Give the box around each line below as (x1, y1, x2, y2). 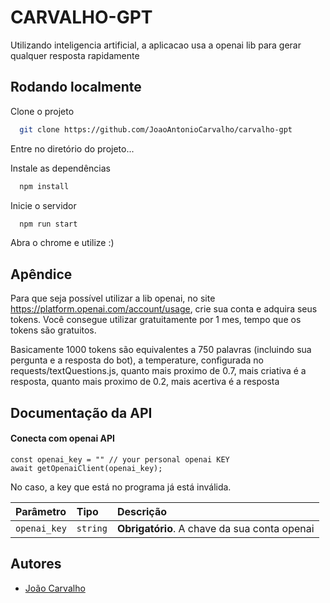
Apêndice (10, 266, 73, 283)
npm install (19, 181, 70, 191)
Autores (10, 556, 62, 573)
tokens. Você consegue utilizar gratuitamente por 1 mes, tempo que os (10, 314, 302, 326)
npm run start (19, 219, 78, 229)
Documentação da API (10, 404, 153, 421)
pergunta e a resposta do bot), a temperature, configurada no (10, 354, 265, 366)
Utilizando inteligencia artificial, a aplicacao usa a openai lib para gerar (10, 39, 302, 51)
